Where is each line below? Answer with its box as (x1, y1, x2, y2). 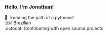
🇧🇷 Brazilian (4, 20, 32, 26)
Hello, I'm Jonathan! (4, 3, 54, 10)
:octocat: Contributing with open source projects (4, 26, 104, 32)
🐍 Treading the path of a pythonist (4, 15, 74, 21)
